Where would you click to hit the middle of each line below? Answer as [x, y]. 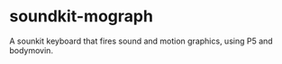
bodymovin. [32, 50]
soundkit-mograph [81, 16]
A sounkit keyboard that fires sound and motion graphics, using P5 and [141, 41]
